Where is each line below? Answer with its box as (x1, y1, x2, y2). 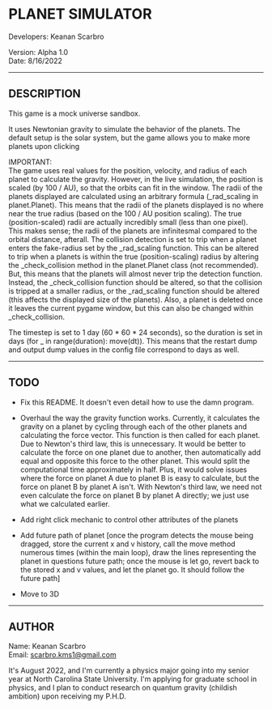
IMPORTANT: (8, 157, 53, 167)
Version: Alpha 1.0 (8, 47, 69, 57)
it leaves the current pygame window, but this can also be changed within (8, 303, 253, 312)
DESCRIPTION (8, 87, 81, 101)
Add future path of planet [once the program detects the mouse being (19, 530, 253, 540)
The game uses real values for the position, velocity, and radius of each (8, 165, 247, 175)
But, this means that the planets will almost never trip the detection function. (8, 269, 263, 278)
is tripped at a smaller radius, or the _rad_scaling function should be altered (8, 286, 261, 295)
